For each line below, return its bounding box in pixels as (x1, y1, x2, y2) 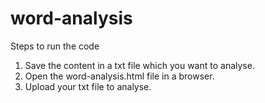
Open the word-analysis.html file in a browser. (24, 70, 215, 82)
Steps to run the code (10, 40, 100, 52)
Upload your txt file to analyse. (24, 80, 152, 92)
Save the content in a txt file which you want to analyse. (24, 59, 255, 71)
